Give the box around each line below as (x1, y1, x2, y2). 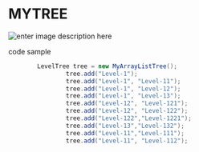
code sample (8, 46, 51, 56)
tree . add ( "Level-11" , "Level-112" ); (65, 137, 189, 145)
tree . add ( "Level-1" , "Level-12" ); (65, 85, 181, 93)
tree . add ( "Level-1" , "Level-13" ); (65, 92, 181, 100)
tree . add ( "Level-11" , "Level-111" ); (65, 129, 185, 137)
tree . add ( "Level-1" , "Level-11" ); (65, 77, 181, 85)
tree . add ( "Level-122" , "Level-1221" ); (65, 114, 193, 122)
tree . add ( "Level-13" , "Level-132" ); (65, 122, 185, 130)
